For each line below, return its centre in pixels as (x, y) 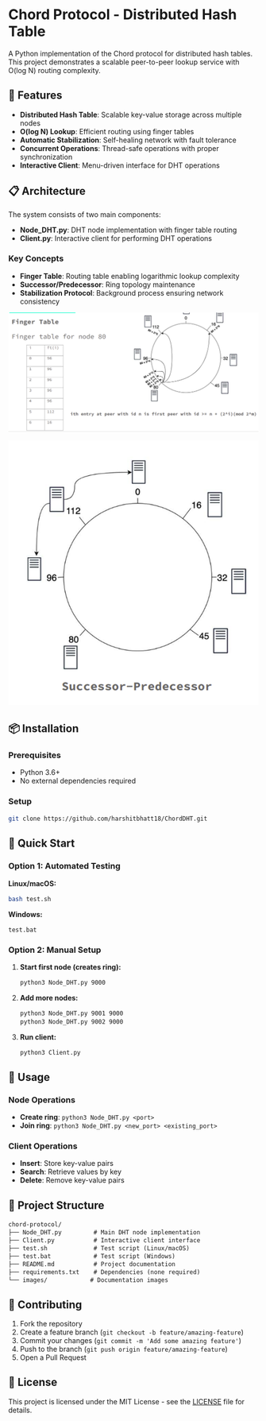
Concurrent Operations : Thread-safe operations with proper (120, 148)
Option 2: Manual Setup (55, 950)
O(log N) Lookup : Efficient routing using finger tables (107, 131)
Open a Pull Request (53, 1357)
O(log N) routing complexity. (54, 70)
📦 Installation (44, 728)
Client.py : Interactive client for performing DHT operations (116, 238)
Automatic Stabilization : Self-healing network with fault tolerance (128, 140)
